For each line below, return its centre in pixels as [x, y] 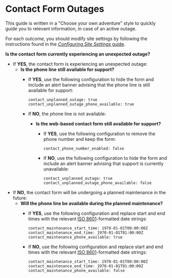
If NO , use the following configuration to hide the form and [105, 158]
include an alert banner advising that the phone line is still [89, 85]
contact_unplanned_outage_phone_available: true [81, 104]
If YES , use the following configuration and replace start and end [97, 213]
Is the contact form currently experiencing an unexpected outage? [78, 54]
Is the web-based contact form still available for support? [98, 123]
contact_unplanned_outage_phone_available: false [98, 183]
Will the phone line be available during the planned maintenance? [92, 203]
